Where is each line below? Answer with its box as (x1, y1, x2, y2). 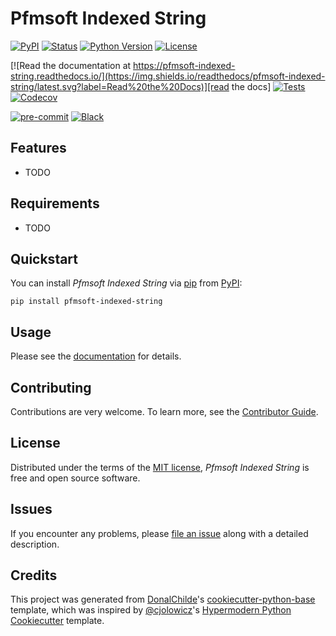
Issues (10, 501, 53, 518)
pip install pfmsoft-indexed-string (10, 297, 163, 307)
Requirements (10, 195, 100, 212)
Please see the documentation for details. (10, 350, 182, 362)
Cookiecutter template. (10, 615, 105, 627)
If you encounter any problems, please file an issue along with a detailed (10, 527, 309, 539)
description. (10, 538, 60, 550)
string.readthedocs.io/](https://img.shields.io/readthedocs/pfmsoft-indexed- (10, 70, 326, 82)
